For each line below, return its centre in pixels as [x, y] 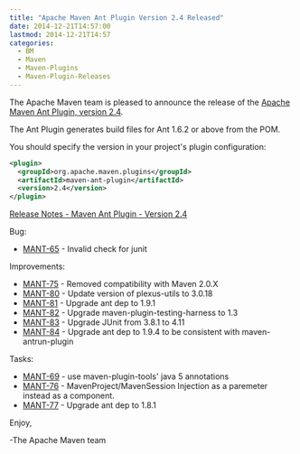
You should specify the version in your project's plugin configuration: [138, 146]
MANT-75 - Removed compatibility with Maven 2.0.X [120, 284]
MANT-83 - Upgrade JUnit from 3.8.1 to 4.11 [103, 322]
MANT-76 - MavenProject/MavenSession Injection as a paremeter [145, 386]
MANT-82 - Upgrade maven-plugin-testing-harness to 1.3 [130, 313]
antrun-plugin [48, 342]
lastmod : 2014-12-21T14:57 [60, 34]
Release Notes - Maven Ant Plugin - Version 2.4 [98, 214]
